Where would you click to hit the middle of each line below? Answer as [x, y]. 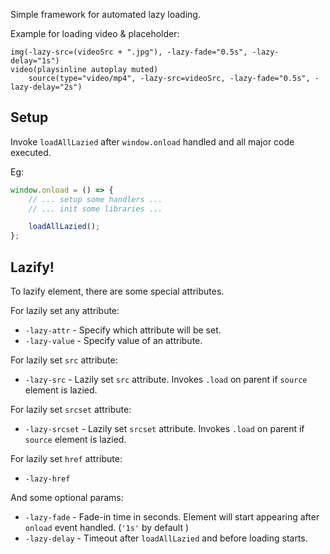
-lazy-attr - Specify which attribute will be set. [123, 330]
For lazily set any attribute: [65, 310]
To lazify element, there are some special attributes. [117, 291]
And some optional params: [67, 497]
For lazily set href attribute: [66, 458]
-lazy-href [47, 479]
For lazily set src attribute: [64, 360]
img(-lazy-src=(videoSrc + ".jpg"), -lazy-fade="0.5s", [129, 52]
